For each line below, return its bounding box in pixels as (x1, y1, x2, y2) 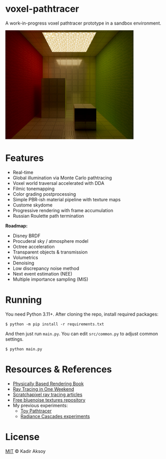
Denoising (12, 260, 34, 266)
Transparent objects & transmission (12, 249, 88, 255)
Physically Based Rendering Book (12, 380, 84, 387)
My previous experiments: (12, 402, 68, 408)
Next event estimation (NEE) (12, 270, 73, 277)
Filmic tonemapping (12, 185, 55, 192)
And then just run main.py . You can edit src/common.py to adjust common (5, 330, 158, 337)
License (5, 431, 40, 443)
